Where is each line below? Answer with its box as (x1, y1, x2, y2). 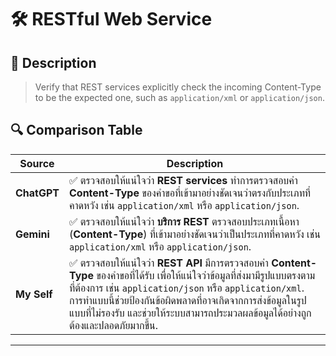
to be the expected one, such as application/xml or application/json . (34, 92, 325, 103)
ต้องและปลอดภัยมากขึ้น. (69, 318, 159, 332)
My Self (15, 287, 53, 301)
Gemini (15, 227, 50, 241)
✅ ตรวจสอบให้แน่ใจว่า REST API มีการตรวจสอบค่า (69, 256, 269, 270)
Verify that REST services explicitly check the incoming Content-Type (34, 81, 322, 93)
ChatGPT (15, 186, 60, 200)
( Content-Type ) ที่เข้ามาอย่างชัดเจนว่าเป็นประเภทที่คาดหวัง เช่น (69, 227, 321, 241)
